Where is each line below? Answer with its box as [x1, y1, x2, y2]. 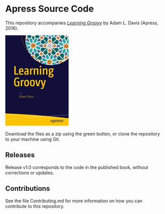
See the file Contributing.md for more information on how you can [5, 198, 143, 204]
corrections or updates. [5, 169, 54, 176]
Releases [5, 151, 35, 159]
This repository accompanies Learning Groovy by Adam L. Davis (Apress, [5, 20, 158, 26]
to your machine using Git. [5, 136, 60, 142]
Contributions [5, 184, 50, 193]
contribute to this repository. [5, 203, 65, 209]
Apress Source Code [5, 3, 94, 15]
